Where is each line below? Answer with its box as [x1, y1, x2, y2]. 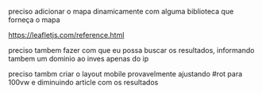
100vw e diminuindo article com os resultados [8, 78, 159, 87]
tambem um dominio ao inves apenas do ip [8, 54, 149, 63]
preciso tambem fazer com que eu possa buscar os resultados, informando [8, 46, 255, 54]
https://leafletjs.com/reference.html [8, 31, 125, 39]
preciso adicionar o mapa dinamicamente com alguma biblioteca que [8, 7, 234, 16]
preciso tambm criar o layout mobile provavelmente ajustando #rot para [8, 69, 243, 78]
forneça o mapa [8, 15, 61, 24]
